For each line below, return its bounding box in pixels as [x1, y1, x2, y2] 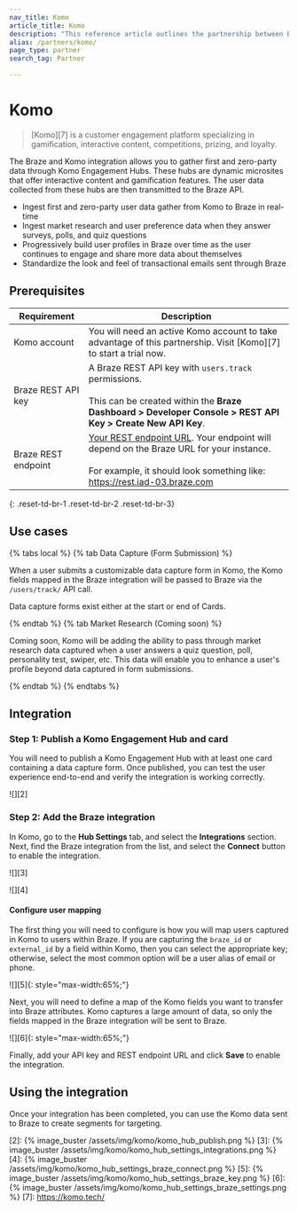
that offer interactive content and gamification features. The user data [9, 175, 264, 185]
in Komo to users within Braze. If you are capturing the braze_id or [9, 934, 252, 944]
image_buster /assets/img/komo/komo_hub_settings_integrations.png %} [9, 1145, 277, 1155]
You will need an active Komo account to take [88, 324, 278, 337]
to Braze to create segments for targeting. [9, 1118, 162, 1129]
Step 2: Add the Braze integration [9, 811, 155, 824]
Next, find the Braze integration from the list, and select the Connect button [9, 840, 286, 851]
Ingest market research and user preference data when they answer [21, 220, 271, 230]
